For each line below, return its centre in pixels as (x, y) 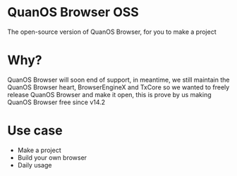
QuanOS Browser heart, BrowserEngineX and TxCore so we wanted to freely (119, 87)
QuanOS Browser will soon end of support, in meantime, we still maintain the (119, 80)
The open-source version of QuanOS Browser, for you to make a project (112, 32)
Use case (35, 131)
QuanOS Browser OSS (73, 12)
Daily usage (35, 165)
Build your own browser (52, 157)
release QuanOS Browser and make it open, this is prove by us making (109, 94)
